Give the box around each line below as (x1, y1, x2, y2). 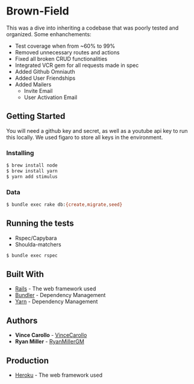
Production (6, 355, 49, 366)
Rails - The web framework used (14, 285, 96, 292)
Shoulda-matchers (14, 240, 61, 248)
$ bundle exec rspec (6, 252, 58, 258)
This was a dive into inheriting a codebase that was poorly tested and (6, 24, 179, 31)
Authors (6, 315, 38, 325)
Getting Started (6, 111, 66, 121)
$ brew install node (6, 162, 58, 168)
